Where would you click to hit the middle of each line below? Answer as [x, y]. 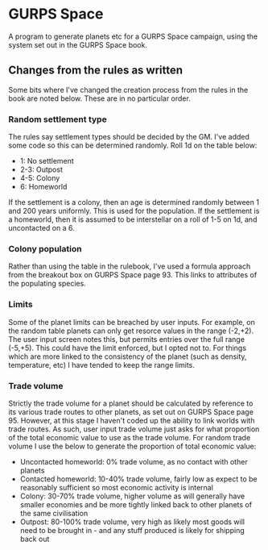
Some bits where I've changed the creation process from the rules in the [128, 90]
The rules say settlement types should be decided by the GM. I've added [129, 137]
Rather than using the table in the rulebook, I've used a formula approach [130, 266]
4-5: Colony [40, 178]
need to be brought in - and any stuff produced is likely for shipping [132, 530]
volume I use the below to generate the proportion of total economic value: [132, 446]
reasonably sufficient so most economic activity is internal [116, 487]
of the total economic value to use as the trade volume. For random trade [130, 437]
